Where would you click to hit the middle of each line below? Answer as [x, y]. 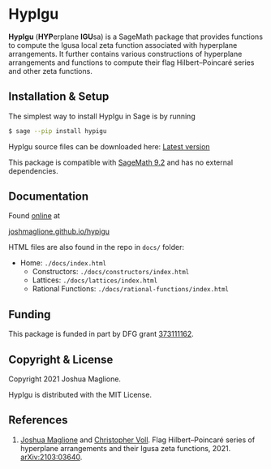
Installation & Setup [59, 97]
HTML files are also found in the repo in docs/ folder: [97, 247]
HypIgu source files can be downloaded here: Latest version [109, 146]
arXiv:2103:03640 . [51, 457]
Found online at [34, 216]
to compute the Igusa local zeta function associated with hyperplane [123, 45]
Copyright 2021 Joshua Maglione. [65, 379]
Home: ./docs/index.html [63, 263]
